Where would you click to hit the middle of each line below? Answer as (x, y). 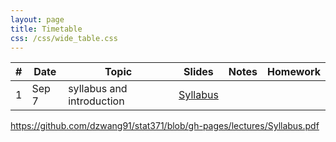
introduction (96, 101)
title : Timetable (46, 29)
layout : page (37, 19)
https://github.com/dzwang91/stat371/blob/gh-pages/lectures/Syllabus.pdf (165, 126)
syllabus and (98, 89)
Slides (198, 72)
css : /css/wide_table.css (64, 38)
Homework (294, 72)
